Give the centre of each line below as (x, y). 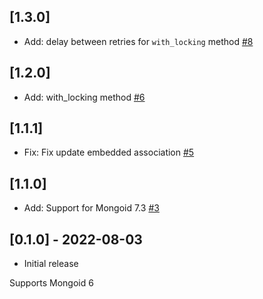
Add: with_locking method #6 (84, 97)
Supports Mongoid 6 (51, 283)
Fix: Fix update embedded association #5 (109, 152)
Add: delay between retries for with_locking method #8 (138, 41)
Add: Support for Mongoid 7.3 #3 (91, 208)
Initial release (51, 264)
